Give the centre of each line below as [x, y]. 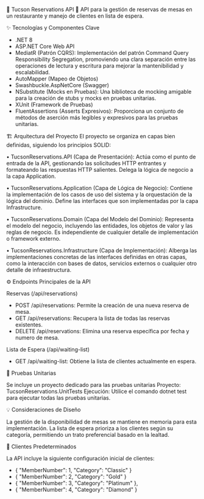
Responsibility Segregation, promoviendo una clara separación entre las [105, 59]
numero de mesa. [37, 338]
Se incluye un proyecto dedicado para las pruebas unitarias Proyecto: [94, 385]
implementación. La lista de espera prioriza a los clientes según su [90, 428]
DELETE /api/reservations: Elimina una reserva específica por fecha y [102, 331]
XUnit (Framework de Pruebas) [54, 104]
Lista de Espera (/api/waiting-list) [48, 349]
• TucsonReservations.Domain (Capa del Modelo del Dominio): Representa [100, 219]
